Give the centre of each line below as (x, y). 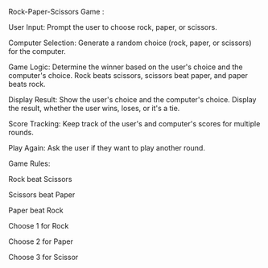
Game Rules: (29, 163)
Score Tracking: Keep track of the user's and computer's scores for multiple (134, 124)
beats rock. (27, 84)
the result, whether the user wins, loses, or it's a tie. (94, 108)
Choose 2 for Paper (41, 241)
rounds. (21, 132)
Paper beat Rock (36, 210)
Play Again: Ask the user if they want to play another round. (107, 148)
